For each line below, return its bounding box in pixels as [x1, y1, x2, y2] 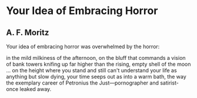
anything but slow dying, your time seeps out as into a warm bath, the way [6, 73, 186, 80]
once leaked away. [6, 86, 52, 92]
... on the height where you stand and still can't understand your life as [6, 67, 178, 74]
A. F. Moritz [6, 28, 49, 38]
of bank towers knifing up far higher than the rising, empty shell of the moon [6, 60, 191, 67]
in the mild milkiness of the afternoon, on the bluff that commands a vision [6, 55, 186, 61]
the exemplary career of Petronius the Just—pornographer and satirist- [6, 79, 179, 86]
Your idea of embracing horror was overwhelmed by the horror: [6, 43, 160, 50]
